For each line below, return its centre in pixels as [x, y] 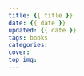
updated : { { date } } [43, 30]
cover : [19, 52]
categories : [28, 45]
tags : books [28, 38]
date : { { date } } [37, 23]
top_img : [23, 60]
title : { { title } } [41, 15]
